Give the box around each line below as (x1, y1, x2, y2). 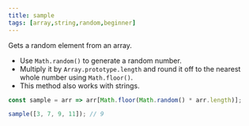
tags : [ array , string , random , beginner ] (8, 19, 136, 27)
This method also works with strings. (19, 80, 140, 91)
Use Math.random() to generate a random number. (19, 56, 182, 65)
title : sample (8, 11, 55, 20)
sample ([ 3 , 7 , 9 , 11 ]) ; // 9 (8, 110, 104, 118)
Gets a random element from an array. (8, 40, 133, 50)
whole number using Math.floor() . (19, 72, 133, 82)
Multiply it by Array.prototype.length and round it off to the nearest (19, 64, 241, 73)
